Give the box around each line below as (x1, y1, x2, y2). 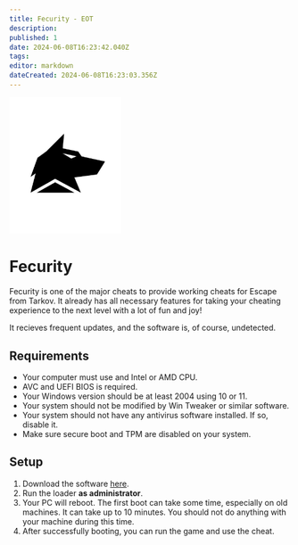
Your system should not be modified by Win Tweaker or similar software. (21, 400, 290, 411)
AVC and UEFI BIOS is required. (21, 382, 138, 392)
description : (9, 23, 58, 33)
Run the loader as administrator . (21, 487, 144, 499)
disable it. (21, 419, 59, 430)
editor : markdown (9, 62, 74, 70)
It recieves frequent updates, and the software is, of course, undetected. (9, 322, 277, 334)
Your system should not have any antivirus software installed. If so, (21, 410, 269, 421)
